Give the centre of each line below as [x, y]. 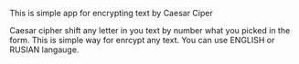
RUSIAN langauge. [44, 50]
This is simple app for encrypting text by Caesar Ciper [111, 13]
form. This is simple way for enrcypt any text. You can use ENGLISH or [142, 40]
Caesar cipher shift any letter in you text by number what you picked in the [150, 30]
